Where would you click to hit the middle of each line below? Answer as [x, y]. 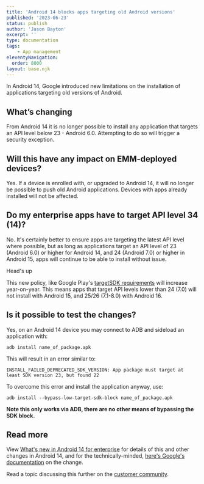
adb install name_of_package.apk [49, 347]
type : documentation [33, 40]
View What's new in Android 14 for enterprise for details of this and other [98, 449]
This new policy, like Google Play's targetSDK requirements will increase [97, 282]
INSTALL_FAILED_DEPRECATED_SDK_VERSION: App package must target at [95, 370]
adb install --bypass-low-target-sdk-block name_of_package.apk [90, 398]
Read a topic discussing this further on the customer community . [88, 474]
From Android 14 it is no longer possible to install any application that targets [102, 127]
